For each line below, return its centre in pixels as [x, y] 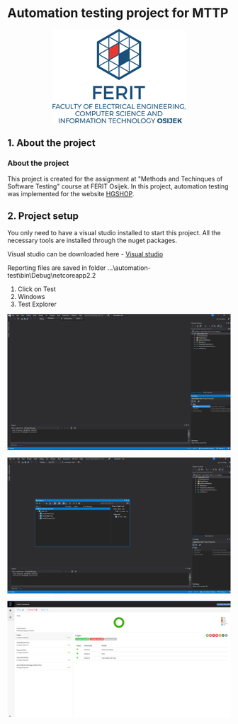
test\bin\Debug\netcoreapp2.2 [52, 276]
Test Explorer [37, 304]
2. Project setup [43, 216]
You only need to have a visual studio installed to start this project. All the [114, 233]
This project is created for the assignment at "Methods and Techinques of [115, 179]
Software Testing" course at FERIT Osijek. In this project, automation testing [118, 186]
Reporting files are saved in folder [57, 268]
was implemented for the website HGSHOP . [71, 193]
